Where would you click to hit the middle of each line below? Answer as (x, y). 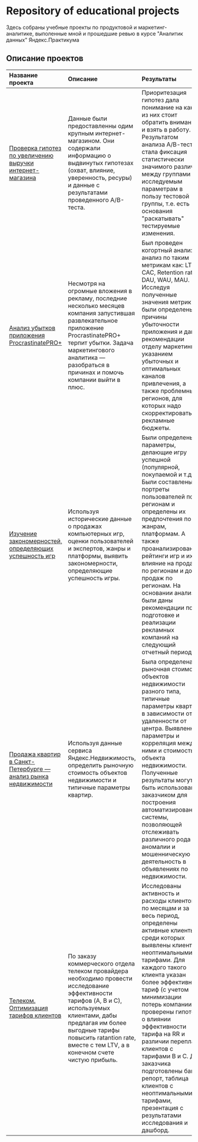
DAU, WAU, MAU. (165, 279)
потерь (151, 1004)
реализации (159, 622)
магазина (23, 178)
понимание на (162, 107)
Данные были (87, 118)
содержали (84, 148)
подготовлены (162, 1071)
